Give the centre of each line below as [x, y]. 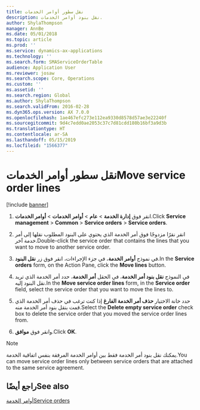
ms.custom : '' [24, 85]
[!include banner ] [27, 204]
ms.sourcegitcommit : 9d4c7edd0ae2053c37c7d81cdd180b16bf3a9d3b [87, 123]
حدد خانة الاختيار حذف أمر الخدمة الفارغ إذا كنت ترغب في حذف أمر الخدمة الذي [102, 301]
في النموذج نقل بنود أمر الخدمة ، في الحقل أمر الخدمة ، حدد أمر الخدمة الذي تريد [102, 276]
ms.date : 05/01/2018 [32, 34]
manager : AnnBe [25, 28]
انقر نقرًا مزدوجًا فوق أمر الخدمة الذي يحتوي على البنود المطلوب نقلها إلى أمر [100, 234]
